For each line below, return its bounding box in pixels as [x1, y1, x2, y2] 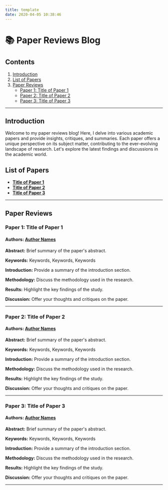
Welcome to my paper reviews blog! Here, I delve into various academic [5, 130, 153, 136]
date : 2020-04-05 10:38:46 [5, 12, 61, 17]
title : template [5, 7, 39, 13]
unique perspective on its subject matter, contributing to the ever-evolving [5, 141, 158, 147]
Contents [5, 58, 35, 67]
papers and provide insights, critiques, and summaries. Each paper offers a [5, 136, 160, 142]
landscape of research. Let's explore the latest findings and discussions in [5, 146, 158, 152]
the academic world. [5, 151, 47, 158]
